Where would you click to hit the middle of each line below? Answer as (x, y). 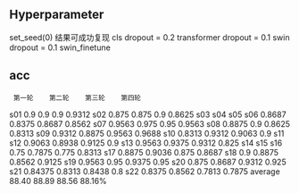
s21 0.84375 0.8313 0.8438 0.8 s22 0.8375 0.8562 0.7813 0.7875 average (145, 171)
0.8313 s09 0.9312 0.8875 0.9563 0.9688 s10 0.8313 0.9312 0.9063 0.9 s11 (147, 133)
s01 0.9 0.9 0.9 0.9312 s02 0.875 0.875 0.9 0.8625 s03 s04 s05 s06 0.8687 (148, 114)
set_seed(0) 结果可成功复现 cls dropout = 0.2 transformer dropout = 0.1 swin (149, 37)
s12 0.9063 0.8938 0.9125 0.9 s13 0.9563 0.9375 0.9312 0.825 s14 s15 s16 (146, 143)
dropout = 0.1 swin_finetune (60, 47)
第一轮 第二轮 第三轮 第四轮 (77, 97)
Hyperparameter (57, 15)
